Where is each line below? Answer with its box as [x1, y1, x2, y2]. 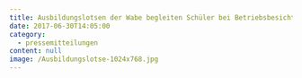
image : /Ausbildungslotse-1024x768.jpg [9, 55, 159, 64]
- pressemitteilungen [17, 38, 99, 48]
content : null [9, 47, 63, 56]
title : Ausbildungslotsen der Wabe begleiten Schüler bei [9, 13, 231, 22]
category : [9, 30, 47, 39]
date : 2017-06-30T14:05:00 [9, 22, 111, 30]
